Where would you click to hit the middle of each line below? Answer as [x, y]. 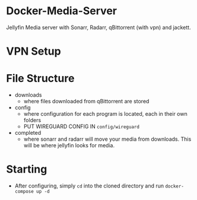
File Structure [40, 79]
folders [32, 120]
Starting [27, 169]
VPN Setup [34, 51]
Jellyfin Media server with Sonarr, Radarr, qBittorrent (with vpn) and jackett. [99, 27]
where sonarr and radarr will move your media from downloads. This [107, 139]
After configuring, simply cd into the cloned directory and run [89, 186]
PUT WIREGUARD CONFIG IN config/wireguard [81, 126]
